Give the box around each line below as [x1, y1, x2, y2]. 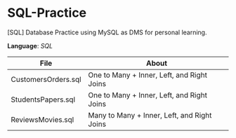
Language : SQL [7, 41, 53, 50]
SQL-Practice [7, 5, 87, 21]
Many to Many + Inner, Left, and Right [88, 110, 212, 120]
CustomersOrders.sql [11, 74, 82, 84]
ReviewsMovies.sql [11, 114, 74, 124]
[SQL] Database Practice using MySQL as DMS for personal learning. [7, 28, 207, 36]
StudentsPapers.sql [11, 95, 76, 104]
